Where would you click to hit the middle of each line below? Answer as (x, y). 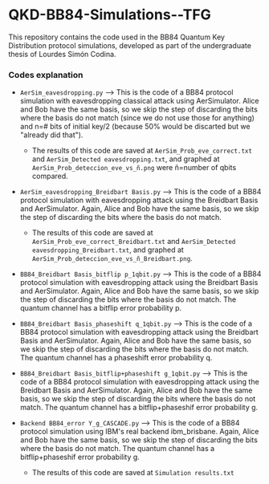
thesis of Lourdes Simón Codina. (62, 54)
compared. (50, 176)
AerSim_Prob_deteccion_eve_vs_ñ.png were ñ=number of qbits (134, 168)
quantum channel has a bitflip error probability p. (101, 308)
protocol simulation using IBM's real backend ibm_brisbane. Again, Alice (139, 432)
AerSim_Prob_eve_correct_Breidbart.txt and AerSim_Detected (134, 242)
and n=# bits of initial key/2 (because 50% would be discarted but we (135, 127)
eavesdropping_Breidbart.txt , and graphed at (108, 250)
